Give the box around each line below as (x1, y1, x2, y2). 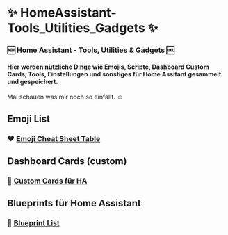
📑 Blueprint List (7, 218, 60, 228)
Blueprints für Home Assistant (7, 197, 141, 209)
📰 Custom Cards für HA (7, 176, 88, 186)
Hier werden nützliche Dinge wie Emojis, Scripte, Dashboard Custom (7, 63, 210, 71)
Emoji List (7, 113, 51, 124)
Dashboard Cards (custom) (7, 155, 127, 168)
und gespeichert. (7, 77, 58, 86)
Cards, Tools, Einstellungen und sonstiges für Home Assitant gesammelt (7, 70, 222, 78)
